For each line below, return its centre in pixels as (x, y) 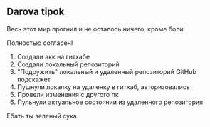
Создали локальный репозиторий (68, 64)
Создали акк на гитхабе (53, 56)
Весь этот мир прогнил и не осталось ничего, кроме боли (95, 29)
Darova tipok (36, 12)
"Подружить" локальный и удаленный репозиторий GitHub (107, 71)
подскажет (33, 79)
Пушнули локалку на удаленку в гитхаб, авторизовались (103, 87)
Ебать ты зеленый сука (42, 116)
